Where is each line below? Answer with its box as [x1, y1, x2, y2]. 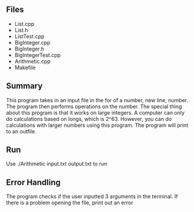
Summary [6, 81, 43, 91]
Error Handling [6, 177, 61, 187]
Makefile [14, 64, 36, 71]
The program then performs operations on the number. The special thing [6, 103, 182, 110]
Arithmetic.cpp [14, 58, 51, 65]
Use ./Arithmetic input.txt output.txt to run [6, 160, 108, 167]
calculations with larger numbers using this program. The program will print [6, 122, 189, 129]
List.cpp [14, 20, 35, 27]
